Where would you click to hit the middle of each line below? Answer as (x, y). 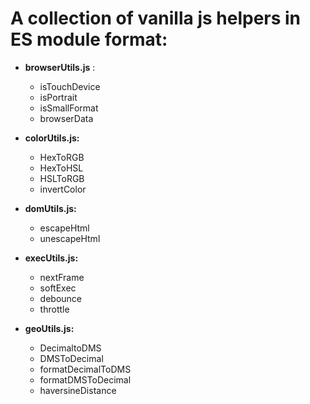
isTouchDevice (70, 86)
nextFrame (62, 277)
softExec (58, 288)
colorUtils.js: (52, 138)
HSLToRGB (62, 178)
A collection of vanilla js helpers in (156, 18)
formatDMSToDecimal (85, 379)
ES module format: (89, 39)
